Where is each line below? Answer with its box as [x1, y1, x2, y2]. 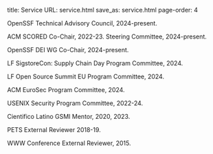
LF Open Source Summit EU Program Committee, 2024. [7, 72, 165, 80]
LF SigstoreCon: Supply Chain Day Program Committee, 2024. [7, 59, 183, 67]
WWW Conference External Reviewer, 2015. [7, 139, 131, 147]
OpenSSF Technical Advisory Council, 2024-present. [7, 19, 158, 27]
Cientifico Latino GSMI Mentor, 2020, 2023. [7, 113, 131, 120]
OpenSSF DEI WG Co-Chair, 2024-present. [7, 46, 129, 54]
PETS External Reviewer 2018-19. [7, 126, 101, 133]
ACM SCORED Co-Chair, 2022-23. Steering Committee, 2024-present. [7, 32, 208, 41]
